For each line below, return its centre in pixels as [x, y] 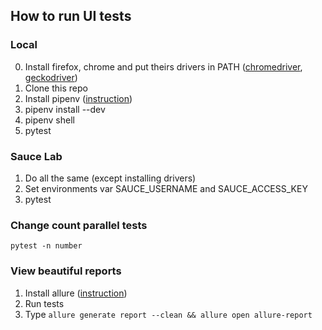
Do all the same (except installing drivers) [110, 178]
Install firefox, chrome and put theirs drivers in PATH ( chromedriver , [163, 66]
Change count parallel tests [79, 225]
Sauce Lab [36, 156]
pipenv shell [49, 120]
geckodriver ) [51, 77]
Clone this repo [56, 88]
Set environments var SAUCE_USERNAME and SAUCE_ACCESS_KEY [166, 188]
